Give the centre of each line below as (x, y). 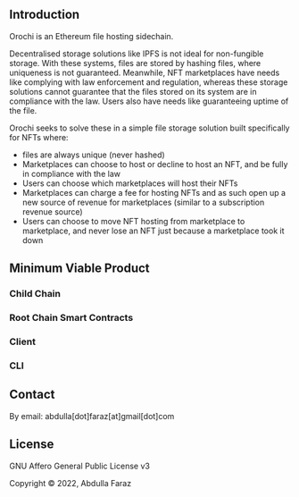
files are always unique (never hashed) (93, 155)
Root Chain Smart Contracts (71, 318)
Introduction (45, 15)
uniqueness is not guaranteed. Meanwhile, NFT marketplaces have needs (145, 72)
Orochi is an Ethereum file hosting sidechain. (91, 36)
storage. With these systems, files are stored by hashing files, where (135, 63)
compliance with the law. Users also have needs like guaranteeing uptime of (149, 101)
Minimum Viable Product (79, 269)
